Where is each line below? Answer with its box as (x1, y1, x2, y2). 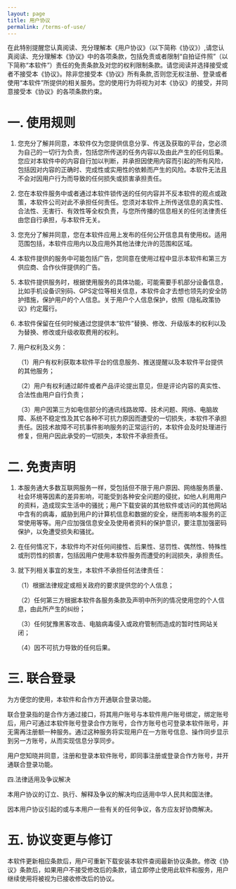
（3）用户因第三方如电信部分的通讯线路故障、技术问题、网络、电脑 (17, 405, 213, 414)
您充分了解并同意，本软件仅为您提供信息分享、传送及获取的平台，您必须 (17, 139, 227, 148)
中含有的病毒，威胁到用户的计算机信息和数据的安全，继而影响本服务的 (17, 510, 221, 519)
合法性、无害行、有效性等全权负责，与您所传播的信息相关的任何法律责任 (17, 207, 227, 215)
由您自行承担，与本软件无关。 (17, 216, 104, 224)
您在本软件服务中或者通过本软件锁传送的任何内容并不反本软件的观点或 (17, 189, 221, 197)
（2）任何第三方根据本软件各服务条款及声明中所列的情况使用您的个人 (17, 596, 219, 604)
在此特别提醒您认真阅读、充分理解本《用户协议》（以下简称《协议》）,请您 (7, 44, 219, 52)
